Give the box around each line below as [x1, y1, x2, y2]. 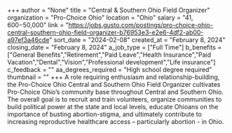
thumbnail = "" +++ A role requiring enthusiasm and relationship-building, [7, 73, 220, 81]
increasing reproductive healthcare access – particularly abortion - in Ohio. [7, 118, 224, 125]
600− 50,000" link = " [7, 21, 69, 29]
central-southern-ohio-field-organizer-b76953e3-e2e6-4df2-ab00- [7, 28, 204, 36]
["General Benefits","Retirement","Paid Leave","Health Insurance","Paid [7, 50, 212, 59]
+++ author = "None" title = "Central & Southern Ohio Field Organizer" [7, 6, 210, 14]
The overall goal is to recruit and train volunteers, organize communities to [7, 95, 222, 104]
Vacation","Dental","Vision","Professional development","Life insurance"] [7, 58, 216, 66]
